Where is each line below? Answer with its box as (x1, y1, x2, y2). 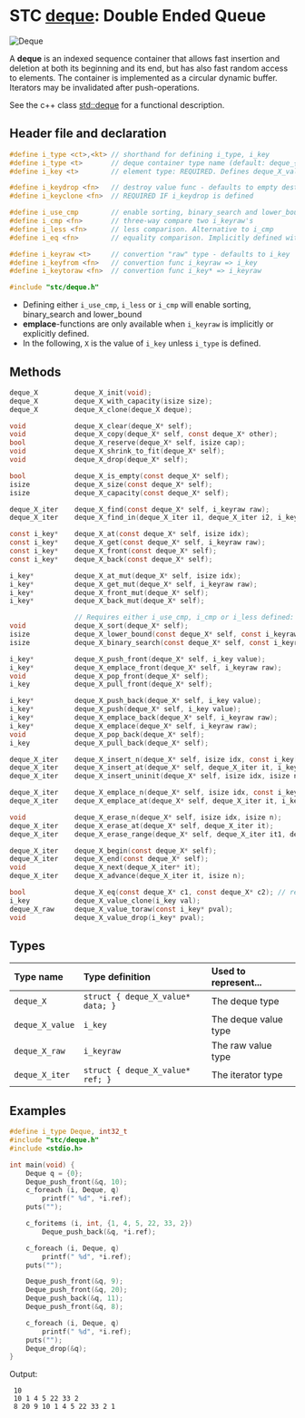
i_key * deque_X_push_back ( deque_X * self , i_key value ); (9, 696, 261, 706)
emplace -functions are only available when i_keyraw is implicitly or (22, 318, 274, 329)
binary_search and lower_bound (22, 309, 143, 320)
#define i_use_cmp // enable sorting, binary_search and (9, 208, 258, 218)
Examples (9, 1103, 66, 1119)
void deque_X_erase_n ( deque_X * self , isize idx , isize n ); (9, 813, 282, 822)
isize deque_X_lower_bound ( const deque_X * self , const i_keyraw (9, 630, 299, 640)
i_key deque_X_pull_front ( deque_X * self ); (9, 680, 213, 689)
